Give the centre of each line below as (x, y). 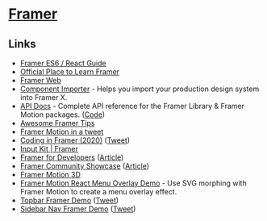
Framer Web (41, 80)
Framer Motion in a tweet (62, 131)
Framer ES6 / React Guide (63, 63)
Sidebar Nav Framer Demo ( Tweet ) (78, 209)
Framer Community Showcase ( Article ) (84, 166)
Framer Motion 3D (50, 175)
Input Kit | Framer (49, 149)
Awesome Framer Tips (57, 123)
